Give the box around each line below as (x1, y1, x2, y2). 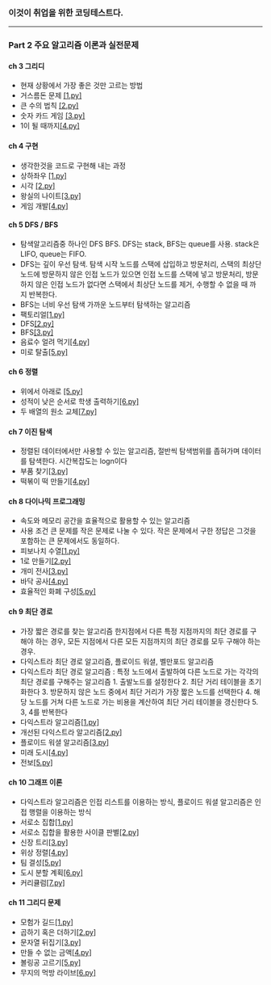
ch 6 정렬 (8, 367, 39, 377)
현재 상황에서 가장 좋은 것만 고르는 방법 (19, 81, 144, 91)
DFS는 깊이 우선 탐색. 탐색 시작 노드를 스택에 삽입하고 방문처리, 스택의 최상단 (19, 259, 262, 268)
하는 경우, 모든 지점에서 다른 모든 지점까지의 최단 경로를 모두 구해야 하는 (35, 636, 261, 646)
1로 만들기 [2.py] (19, 556, 71, 566)
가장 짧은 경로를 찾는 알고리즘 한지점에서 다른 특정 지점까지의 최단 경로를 (19, 626, 248, 636)
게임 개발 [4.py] (19, 200, 69, 211)
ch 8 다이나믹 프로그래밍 (8, 496, 85, 506)
